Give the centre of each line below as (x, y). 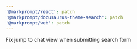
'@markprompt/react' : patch (41, 12)
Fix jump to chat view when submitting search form (68, 40)
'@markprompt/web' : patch (38, 23)
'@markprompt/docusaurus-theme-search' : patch (64, 17)
